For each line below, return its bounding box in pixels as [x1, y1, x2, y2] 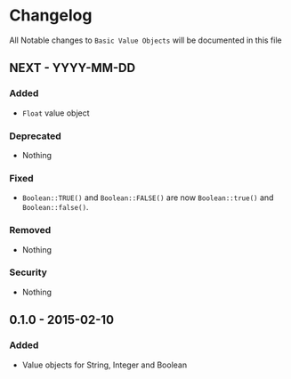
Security [9, 266, 47, 278]
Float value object [21, 108, 91, 118]
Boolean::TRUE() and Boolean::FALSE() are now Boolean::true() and [21, 192, 274, 203]
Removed [9, 224, 52, 237]
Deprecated [9, 130, 62, 142]
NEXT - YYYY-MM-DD [9, 60, 136, 76]
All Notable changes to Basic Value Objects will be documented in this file [9, 35, 282, 45]
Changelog [9, 5, 93, 26]
